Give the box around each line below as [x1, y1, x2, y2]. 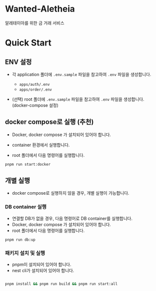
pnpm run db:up [5, 237, 36, 242]
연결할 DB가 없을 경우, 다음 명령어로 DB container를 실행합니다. [12, 215, 133, 221]
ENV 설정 [5, 58, 32, 66]
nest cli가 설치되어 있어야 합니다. [12, 267, 74, 273]
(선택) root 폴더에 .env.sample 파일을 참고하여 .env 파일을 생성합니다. [12, 96, 144, 102]
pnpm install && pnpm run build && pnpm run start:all [5, 281, 118, 286]
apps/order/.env [19, 87, 52, 92]
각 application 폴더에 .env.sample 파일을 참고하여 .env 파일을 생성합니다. [12, 71, 151, 77]
